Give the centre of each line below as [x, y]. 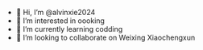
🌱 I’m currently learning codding [69, 29]
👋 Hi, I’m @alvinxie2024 [56, 12]
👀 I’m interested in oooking [60, 21]
